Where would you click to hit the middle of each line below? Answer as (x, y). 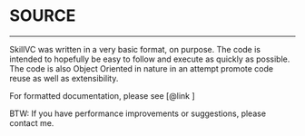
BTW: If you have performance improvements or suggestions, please (138, 113)
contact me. (32, 122)
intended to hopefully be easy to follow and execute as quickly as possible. (150, 59)
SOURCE (43, 16)
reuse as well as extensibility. (64, 78)
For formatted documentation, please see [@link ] (102, 95)
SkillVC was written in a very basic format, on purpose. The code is (135, 49)
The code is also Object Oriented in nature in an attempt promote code (142, 68)
